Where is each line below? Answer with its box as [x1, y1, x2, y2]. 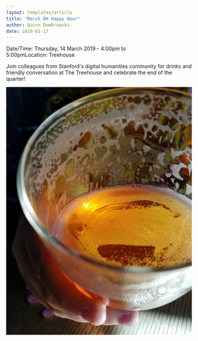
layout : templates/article [6, 9, 72, 15]
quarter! [6, 76, 26, 83]
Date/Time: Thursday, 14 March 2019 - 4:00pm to [6, 45, 126, 53]
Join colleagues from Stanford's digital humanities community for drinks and [6, 63, 192, 70]
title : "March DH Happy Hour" [6, 15, 81, 22]
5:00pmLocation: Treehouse [6, 51, 75, 58]
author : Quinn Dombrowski [6, 22, 70, 28]
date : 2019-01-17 [6, 28, 49, 34]
